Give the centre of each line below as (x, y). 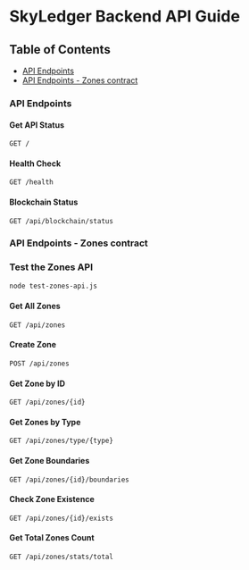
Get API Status (37, 125)
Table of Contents (60, 50)
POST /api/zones (39, 364)
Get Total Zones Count (52, 538)
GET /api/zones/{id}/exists (62, 518)
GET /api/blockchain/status (62, 221)
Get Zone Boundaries (50, 461)
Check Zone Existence (52, 499)
